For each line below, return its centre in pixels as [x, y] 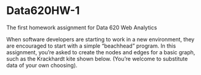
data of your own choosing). [42, 65]
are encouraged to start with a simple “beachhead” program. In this [91, 46]
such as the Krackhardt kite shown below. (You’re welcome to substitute [97, 59]
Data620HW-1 [43, 11]
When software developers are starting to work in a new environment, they [100, 39]
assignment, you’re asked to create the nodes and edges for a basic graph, [101, 52]
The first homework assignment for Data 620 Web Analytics [82, 27]
